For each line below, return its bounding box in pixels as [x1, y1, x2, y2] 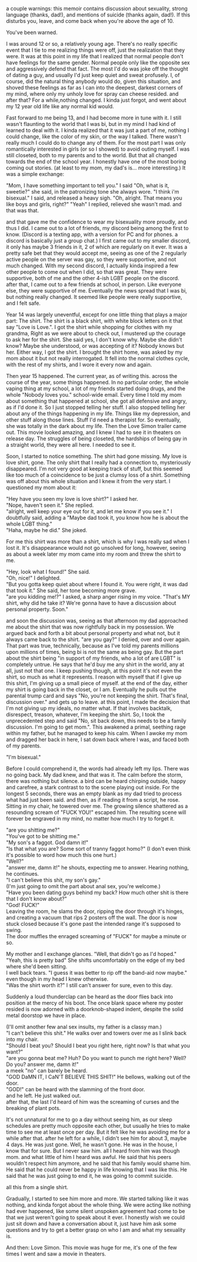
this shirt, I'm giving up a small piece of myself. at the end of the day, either [6, 680, 188, 686]
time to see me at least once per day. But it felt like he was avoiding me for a [6, 1128, 191, 1135]
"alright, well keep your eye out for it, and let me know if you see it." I [6, 508, 172, 514]
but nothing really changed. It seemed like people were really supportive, [6, 294, 183, 300]
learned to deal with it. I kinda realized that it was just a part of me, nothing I [6, 127, 189, 134]
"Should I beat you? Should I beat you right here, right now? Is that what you [6, 1042, 191, 1049]
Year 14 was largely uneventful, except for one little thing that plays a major [6, 311, 188, 318]
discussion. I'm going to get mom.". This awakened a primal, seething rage [6, 723, 186, 730]
